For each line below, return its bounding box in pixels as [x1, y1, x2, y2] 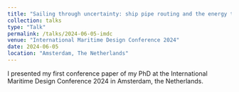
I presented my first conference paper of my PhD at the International [7, 69, 208, 78]
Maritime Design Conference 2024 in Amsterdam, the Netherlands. [7, 76, 204, 85]
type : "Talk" [7, 23, 46, 30]
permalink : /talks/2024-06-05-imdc [7, 30, 113, 38]
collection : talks [7, 17, 62, 24]
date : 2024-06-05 [7, 43, 59, 50]
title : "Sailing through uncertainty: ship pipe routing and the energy [7, 10, 228, 18]
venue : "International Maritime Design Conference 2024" [7, 37, 180, 44]
